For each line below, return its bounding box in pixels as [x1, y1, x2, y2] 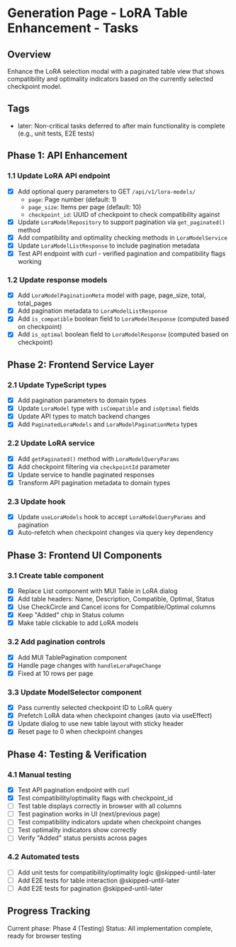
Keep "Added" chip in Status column [17, 611, 124, 619]
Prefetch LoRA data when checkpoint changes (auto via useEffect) [17, 711, 213, 720]
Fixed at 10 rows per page [17, 669, 94, 677]
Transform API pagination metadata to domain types [17, 478, 171, 487]
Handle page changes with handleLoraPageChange [17, 661, 162, 670]
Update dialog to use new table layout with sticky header [17, 719, 184, 728]
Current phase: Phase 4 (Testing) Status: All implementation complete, [7, 924, 213, 932]
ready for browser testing [7, 931, 82, 940]
